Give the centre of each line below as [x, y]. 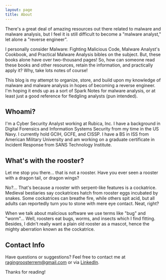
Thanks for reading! [25, 272]
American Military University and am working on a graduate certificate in [80, 139]
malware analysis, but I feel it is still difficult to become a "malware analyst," [83, 34]
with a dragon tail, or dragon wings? [42, 178]
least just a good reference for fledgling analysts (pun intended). [71, 96]
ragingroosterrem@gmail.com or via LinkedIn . [52, 262]
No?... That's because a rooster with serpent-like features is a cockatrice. [81, 187]
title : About [19, 14]
